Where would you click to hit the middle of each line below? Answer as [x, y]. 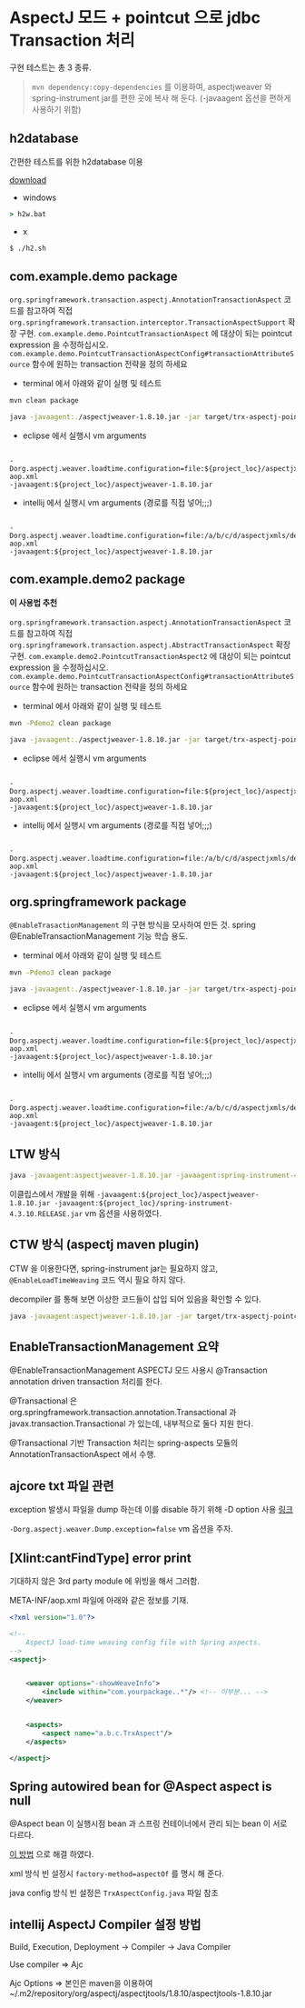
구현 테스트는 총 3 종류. [51, 67]
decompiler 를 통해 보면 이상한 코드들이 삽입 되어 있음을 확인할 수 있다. [135, 1299]
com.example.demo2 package [98, 579]
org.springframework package [98, 902]
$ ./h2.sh [28, 248]
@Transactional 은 [44, 1401]
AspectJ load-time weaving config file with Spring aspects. [143, 1642]
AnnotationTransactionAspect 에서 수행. [83, 1454]
